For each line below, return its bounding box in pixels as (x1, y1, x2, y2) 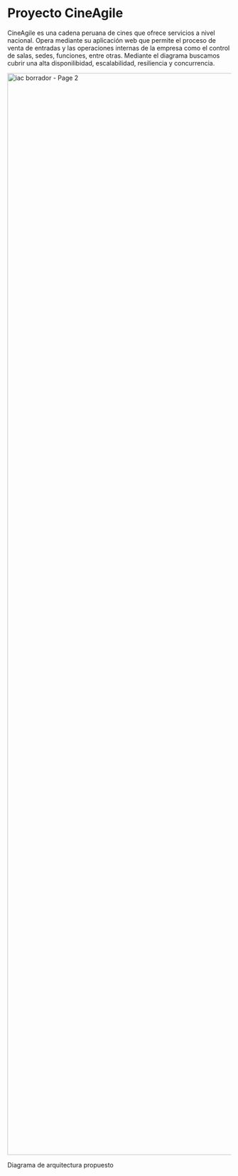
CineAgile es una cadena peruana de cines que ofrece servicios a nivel (7, 28, 215, 37)
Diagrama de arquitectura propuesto (7, 1160, 114, 1169)
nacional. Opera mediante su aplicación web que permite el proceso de (7, 36, 217, 44)
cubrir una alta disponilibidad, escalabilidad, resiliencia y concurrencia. (7, 58, 215, 67)
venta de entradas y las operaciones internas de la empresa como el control (7, 43, 230, 52)
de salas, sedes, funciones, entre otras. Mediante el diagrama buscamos (7, 51, 220, 60)
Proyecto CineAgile (7, 5, 124, 21)
